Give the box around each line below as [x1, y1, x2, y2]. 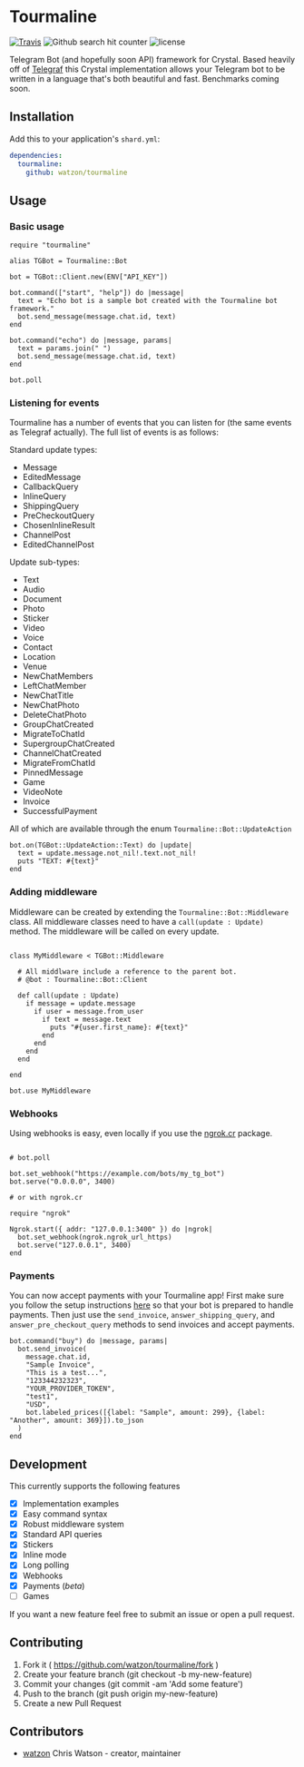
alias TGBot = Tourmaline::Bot [9, 257, 128, 266]
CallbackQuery [22, 481, 79, 492]
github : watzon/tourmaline [25, 168, 128, 177]
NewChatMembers [22, 671, 93, 682]
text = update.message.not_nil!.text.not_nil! [17, 849, 197, 859]
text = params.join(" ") [17, 344, 112, 353]
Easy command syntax [22, 1508, 108, 1519]
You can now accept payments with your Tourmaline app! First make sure [9, 1291, 284, 1301]
